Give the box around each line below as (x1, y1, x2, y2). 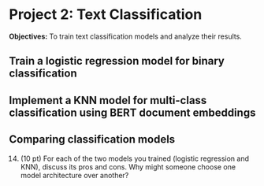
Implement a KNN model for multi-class (9, 93, 207, 107)
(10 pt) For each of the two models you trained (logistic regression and (20, 154, 250, 163)
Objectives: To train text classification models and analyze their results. (9, 32, 243, 41)
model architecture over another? (20, 170, 129, 180)
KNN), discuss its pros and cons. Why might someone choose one (20, 162, 236, 171)
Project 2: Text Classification (9, 6, 203, 24)
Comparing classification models (9, 132, 176, 147)
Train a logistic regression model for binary (9, 54, 225, 68)
